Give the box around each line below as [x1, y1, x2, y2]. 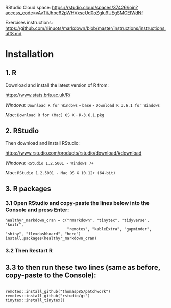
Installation [5, 48, 54, 60]
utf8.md [5, 31, 22, 36]
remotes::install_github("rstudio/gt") [5, 293, 90, 299]
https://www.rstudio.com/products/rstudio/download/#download [5, 150, 142, 156]
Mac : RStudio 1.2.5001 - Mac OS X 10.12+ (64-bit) [5, 169, 116, 175]
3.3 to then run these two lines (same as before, [5, 263, 161, 272]
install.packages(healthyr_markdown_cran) [5, 236, 97, 241]
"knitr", [5, 222, 24, 227]
